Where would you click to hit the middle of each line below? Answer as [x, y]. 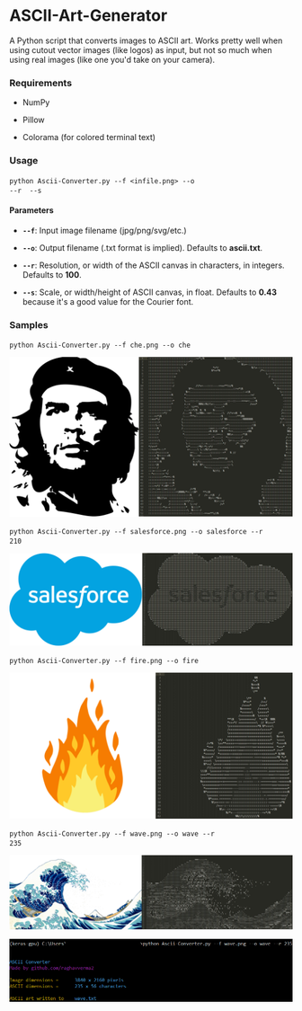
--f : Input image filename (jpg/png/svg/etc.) [104, 230]
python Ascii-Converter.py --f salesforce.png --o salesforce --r [136, 531]
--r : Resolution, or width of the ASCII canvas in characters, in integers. [153, 265]
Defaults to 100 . [52, 274]
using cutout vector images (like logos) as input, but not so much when [141, 49]
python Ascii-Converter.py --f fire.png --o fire [104, 661]
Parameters [31, 210]
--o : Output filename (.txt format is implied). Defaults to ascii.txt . [142, 247]
